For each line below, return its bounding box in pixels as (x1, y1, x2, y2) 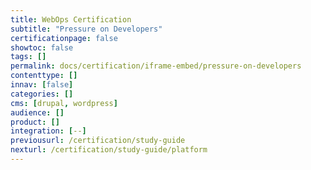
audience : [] (10, 107, 65, 118)
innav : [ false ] (10, 80, 74, 90)
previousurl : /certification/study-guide (10, 136, 186, 146)
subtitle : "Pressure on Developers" (10, 24, 163, 34)
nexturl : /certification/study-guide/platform (10, 145, 208, 155)
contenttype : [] (10, 71, 78, 81)
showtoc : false (10, 42, 74, 53)
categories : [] (10, 89, 74, 99)
